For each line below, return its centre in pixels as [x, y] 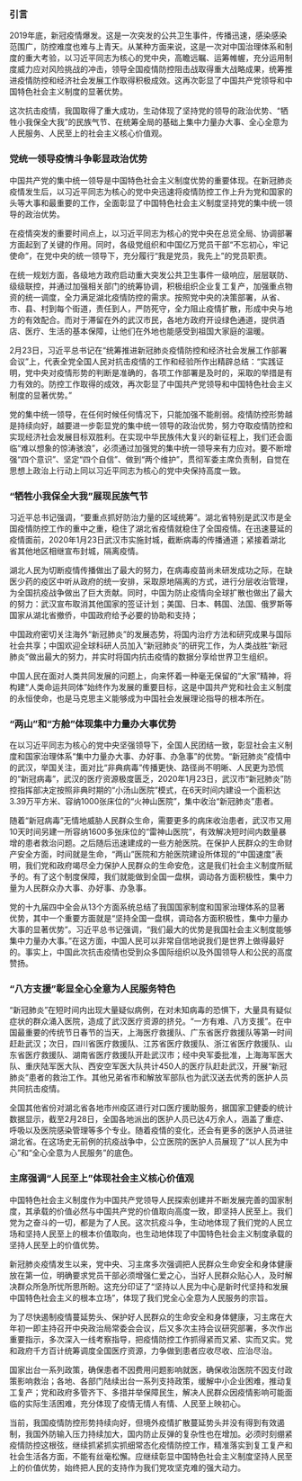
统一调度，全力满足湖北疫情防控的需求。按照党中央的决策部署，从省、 [155, 297]
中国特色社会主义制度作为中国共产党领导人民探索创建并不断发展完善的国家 [147, 1199]
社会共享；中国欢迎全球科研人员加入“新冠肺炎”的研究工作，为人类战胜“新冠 [148, 645]
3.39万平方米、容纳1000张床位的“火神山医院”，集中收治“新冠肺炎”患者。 [144, 802]
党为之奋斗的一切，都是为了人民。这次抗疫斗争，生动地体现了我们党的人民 [147, 1222]
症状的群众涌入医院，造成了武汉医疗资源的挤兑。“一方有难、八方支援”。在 [147, 1021]
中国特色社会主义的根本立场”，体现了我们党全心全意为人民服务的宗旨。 [141, 1297]
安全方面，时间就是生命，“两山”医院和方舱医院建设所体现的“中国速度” [146, 854]
